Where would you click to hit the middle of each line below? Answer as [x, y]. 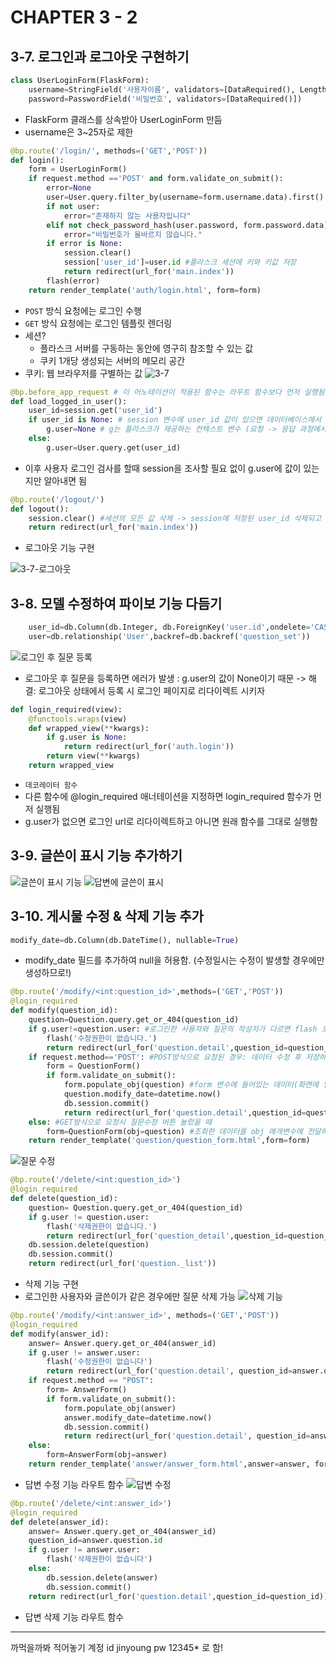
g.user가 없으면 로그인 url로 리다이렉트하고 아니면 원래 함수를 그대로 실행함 [171, 821]
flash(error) [73, 281]
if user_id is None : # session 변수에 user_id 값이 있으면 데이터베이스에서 [175, 420]
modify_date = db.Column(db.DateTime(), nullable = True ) [125, 940]
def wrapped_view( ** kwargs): [89, 728]
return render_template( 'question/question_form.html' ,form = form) [169, 1141]
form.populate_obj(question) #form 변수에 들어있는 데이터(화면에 [191, 1085]
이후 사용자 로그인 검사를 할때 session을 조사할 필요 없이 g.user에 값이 [163, 468]
